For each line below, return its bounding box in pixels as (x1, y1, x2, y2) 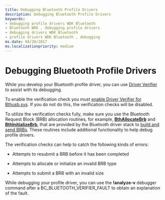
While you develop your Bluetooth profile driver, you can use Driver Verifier (5, 81, 158, 87)
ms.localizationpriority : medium (5, 44, 74, 49)
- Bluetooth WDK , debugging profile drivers (5, 26, 100, 31)
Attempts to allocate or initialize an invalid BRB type (12, 161, 117, 167)
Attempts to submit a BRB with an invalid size (12, 170, 104, 176)
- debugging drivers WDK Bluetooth (5, 30, 78, 35)
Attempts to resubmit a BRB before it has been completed (12, 151, 129, 157)
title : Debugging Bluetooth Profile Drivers (5, 7, 98, 12)
